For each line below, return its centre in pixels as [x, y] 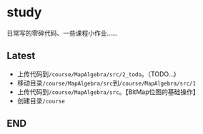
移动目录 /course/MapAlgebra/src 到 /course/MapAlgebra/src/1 [107, 83]
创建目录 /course [41, 100]
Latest [21, 56]
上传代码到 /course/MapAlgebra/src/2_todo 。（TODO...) [96, 74]
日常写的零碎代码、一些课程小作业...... [63, 33]
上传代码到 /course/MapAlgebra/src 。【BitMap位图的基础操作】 [108, 92]
